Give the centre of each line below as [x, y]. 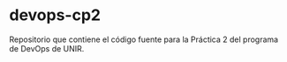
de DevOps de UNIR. [47, 48]
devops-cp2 [55, 15]
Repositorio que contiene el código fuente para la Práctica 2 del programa [144, 39]
